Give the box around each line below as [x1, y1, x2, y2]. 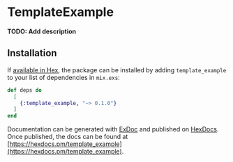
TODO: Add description [7, 27, 77, 35]
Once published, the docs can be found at [7, 133, 128, 141]
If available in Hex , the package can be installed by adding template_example [7, 65, 227, 74]
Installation [7, 47, 57, 59]
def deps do [7, 86, 42, 94]
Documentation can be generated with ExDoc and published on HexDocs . [7, 125, 219, 133]
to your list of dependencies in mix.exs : [7, 73, 120, 81]
